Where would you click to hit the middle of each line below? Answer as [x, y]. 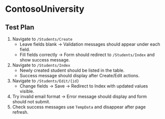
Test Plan [20, 27]
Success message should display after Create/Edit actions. [80, 75]
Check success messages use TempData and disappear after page [79, 107]
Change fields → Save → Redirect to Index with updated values [84, 86]
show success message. [45, 60]
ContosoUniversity [45, 9]
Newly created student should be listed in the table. [72, 70]
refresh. [20, 112]
